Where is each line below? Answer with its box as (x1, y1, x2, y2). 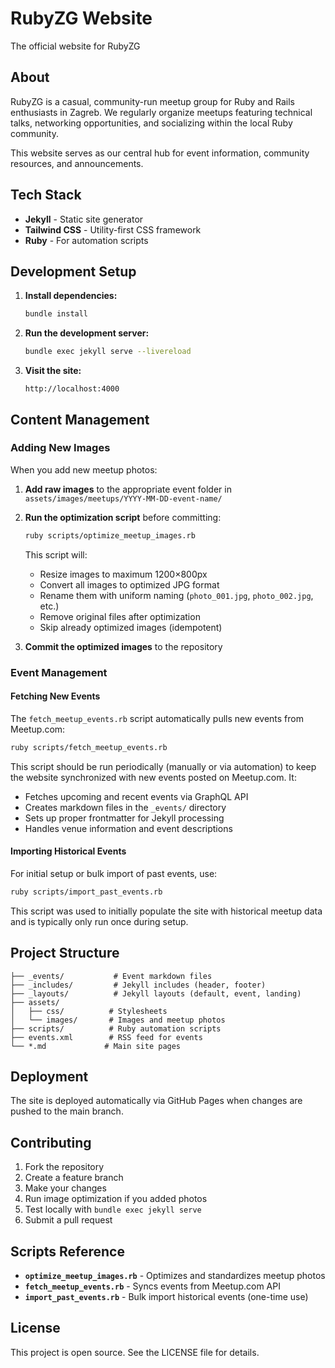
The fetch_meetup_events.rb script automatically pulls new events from (10, 712, 304, 724)
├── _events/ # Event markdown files (10, 971, 213, 981)
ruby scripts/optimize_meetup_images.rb (24, 530, 196, 541)
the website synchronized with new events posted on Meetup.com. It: (10, 771, 297, 783)
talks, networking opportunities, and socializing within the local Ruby (10, 117, 293, 129)
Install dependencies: (24, 290, 118, 302)
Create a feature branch (24, 1172, 124, 1184)
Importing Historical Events (10, 845, 127, 857)
